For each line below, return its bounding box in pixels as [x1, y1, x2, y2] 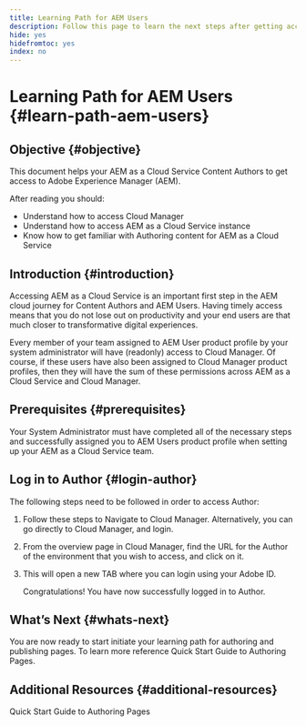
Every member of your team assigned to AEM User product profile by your [9, 337, 289, 348]
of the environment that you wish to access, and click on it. [22, 550, 244, 561]
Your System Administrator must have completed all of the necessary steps [9, 426, 292, 437]
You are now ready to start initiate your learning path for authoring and [9, 636, 275, 647]
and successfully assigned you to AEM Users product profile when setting [9, 436, 288, 447]
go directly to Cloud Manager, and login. [22, 523, 174, 534]
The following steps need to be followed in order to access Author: [9, 496, 260, 507]
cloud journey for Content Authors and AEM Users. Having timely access [9, 299, 283, 310]
